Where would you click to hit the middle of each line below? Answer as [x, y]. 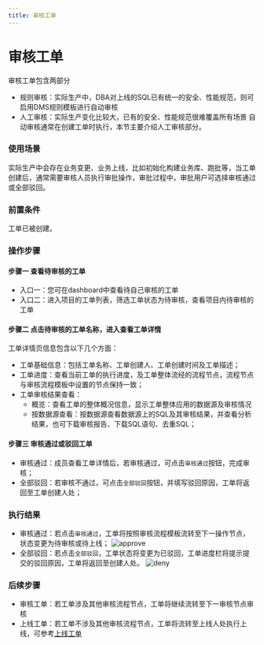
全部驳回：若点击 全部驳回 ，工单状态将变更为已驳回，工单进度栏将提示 [131, 553]
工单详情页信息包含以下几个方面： [63, 349]
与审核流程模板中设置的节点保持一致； [81, 385]
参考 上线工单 [61, 634]
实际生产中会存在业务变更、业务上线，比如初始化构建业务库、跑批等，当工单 [132, 167]
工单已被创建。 [32, 229]
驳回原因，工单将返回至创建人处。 [88, 563]
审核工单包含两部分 [39, 80]
